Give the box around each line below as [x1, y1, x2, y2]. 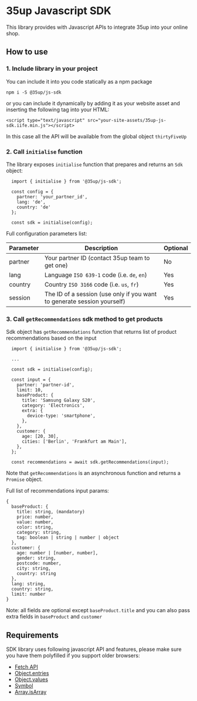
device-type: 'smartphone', [27, 413, 96, 419]
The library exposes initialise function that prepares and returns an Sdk [6, 161, 183, 168]
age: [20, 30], [21, 434, 59, 440]
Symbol [14, 682, 33, 689]
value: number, [16, 519, 54, 525]
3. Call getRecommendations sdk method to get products [6, 315, 163, 323]
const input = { [11, 377, 51, 383]
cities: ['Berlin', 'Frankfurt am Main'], [21, 438, 127, 445]
